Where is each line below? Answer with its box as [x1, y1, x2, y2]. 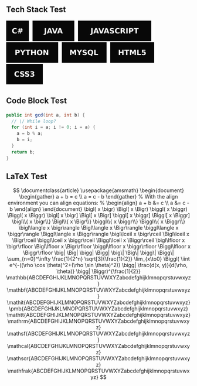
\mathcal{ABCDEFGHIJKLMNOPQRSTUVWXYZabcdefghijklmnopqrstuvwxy [6, 343, 191, 350]
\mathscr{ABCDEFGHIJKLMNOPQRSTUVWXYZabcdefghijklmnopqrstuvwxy [6, 355, 191, 362]
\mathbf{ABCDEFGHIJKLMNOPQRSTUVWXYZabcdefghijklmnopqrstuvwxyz [6, 286, 191, 293]
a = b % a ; [16, 131, 43, 136]
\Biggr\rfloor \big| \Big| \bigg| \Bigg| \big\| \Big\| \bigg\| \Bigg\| [23, 249, 174, 257]
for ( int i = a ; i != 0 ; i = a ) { [11, 124, 96, 131]
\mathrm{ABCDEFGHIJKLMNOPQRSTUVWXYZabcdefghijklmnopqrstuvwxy [7, 317, 190, 324]
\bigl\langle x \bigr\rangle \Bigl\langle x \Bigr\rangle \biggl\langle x [18, 224, 179, 231]
